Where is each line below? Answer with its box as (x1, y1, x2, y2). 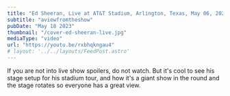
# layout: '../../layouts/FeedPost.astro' (7, 48, 130, 55)
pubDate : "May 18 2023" (7, 22, 75, 29)
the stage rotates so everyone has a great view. (7, 81, 141, 89)
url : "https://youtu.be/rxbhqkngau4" (7, 42, 115, 48)
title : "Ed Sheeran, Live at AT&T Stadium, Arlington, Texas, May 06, (7, 10, 213, 17)
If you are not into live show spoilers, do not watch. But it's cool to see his (7, 66, 215, 75)
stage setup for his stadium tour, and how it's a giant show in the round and (7, 74, 220, 82)
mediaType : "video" (7, 35, 63, 42)
